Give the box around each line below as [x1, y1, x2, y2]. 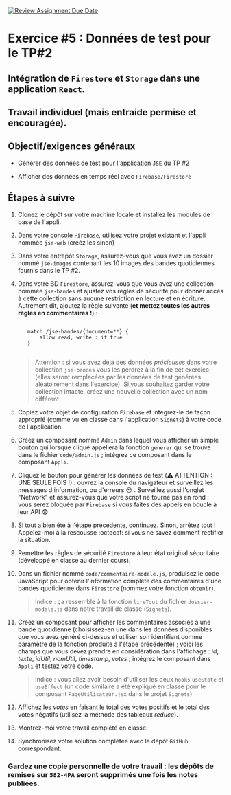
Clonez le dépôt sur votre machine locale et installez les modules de [17, 210, 211, 219]
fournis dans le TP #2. [17, 266, 81, 274]
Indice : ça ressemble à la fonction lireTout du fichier [34, 597, 187, 605]
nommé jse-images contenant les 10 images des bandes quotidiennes [17, 258, 215, 267]
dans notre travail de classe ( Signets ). [64, 605, 172, 613]
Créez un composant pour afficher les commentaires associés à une [17, 618, 211, 626]
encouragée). [8, 117, 67, 128]
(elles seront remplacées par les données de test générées [34, 372, 202, 381]
